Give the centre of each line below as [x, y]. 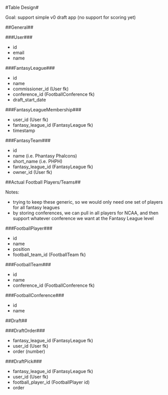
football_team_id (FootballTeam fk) [49, 254]
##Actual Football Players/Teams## [43, 182]
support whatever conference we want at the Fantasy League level [83, 218]
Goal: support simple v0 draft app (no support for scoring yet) [71, 17]
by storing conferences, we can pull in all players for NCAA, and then [86, 213]
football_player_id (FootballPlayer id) [51, 382]
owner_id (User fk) [33, 172]
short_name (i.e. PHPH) [37, 161]
